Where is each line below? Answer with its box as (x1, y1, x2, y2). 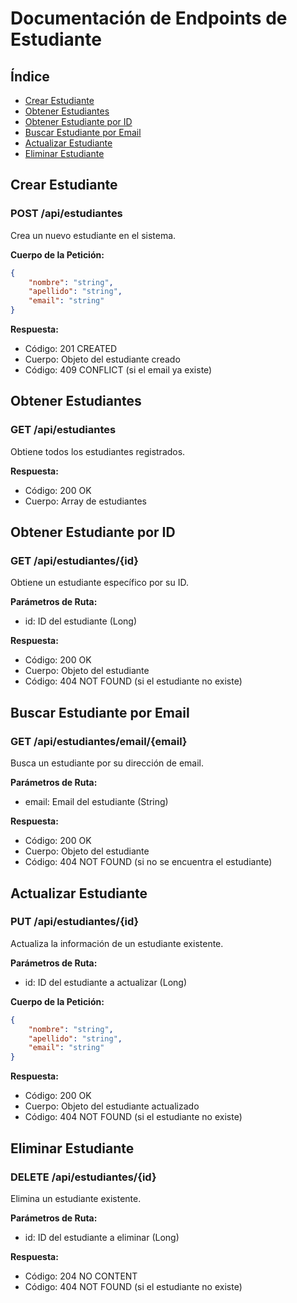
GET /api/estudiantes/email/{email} (10, 734, 188, 748)
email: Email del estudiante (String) (24, 796, 169, 808)
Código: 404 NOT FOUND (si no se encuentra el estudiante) (24, 856, 273, 868)
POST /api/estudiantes (10, 207, 123, 221)
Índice (10, 68, 50, 85)
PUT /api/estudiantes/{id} (10, 915, 140, 929)
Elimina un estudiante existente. (10, 1192, 142, 1204)
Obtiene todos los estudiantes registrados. (10, 445, 186, 457)
